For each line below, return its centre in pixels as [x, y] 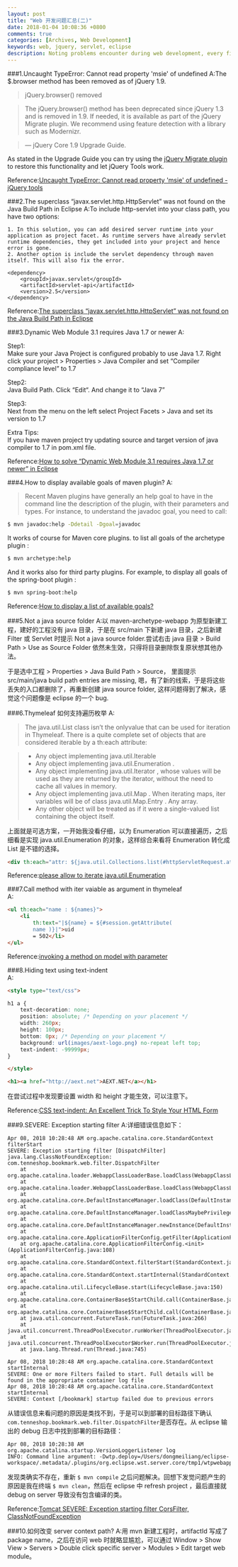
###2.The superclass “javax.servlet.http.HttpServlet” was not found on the [117, 201]
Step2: [17, 382]
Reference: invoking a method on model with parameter [87, 956]
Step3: [17, 403]
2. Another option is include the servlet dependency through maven [110, 254]
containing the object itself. [75, 816]
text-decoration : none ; [55, 1010]
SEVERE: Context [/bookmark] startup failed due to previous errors [110, 1399]
